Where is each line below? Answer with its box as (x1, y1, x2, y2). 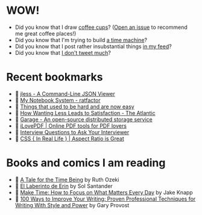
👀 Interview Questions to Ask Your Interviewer (14, 128, 130, 136)
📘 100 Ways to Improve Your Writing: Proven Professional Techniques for (14, 195, 196, 202)
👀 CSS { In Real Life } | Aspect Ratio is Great (14, 135, 125, 142)
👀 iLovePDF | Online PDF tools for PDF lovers (14, 122, 127, 129)
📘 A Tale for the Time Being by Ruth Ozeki (14, 176, 119, 183)
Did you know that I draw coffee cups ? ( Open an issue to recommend (14, 23, 188, 31)
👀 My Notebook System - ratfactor (14, 96, 101, 104)
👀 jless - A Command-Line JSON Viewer (14, 90, 116, 97)
